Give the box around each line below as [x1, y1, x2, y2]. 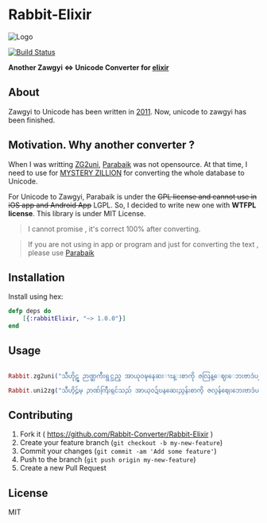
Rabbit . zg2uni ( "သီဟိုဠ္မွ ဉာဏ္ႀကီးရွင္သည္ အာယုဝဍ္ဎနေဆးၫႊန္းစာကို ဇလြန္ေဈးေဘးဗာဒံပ [8, 372, 259, 380]
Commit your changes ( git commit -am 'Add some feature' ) [19, 447, 217, 456]
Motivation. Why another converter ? [8, 138, 195, 152]
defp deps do [8, 308, 52, 316]
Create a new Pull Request [19, 463, 107, 473]
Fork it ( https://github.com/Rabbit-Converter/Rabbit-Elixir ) [19, 429, 214, 439]
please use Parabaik [27, 248, 95, 258]
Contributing [8, 408, 73, 422]
